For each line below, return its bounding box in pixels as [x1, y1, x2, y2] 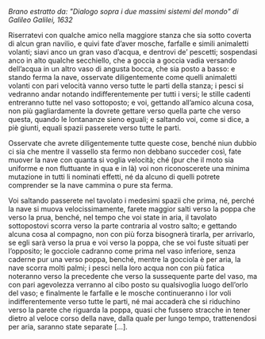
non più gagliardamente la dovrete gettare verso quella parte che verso [8, 106, 241, 116]
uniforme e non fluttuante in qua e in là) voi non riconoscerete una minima [8, 164, 250, 173]
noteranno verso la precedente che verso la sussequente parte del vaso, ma [8, 272, 258, 280]
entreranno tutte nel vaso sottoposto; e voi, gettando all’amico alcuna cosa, [8, 98, 254, 107]
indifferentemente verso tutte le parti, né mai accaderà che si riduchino [8, 297, 240, 306]
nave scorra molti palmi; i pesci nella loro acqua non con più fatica [8, 263, 225, 272]
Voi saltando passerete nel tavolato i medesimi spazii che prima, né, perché [8, 196, 255, 205]
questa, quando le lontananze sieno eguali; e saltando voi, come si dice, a [8, 115, 250, 124]
